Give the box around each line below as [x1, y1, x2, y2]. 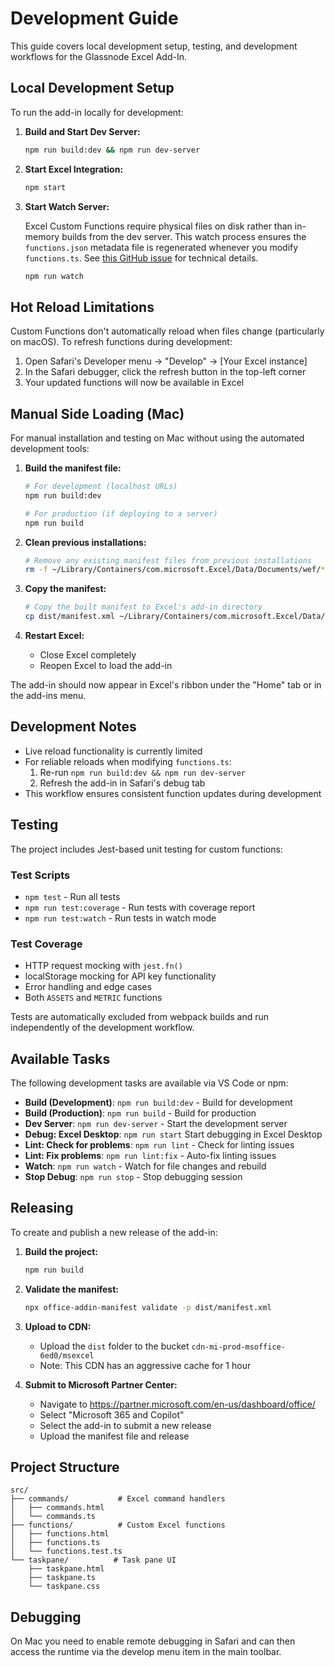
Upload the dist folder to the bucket [39, 1340, 190, 1352]
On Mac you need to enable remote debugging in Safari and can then [10, 1635, 296, 1647]
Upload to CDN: [24, 1320, 92, 1332]
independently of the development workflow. [10, 1022, 195, 1034]
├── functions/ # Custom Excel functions [10, 1520, 226, 1531]
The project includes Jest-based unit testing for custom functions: [10, 843, 283, 855]
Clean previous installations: [24, 536, 147, 548]
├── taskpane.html [28, 1564, 105, 1574]
